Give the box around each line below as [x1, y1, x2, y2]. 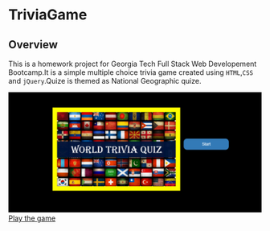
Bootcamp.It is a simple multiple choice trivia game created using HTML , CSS [8, 68, 254, 77]
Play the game [8, 213, 56, 223]
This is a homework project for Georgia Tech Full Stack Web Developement [8, 59, 257, 68]
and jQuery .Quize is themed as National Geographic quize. [8, 76, 202, 85]
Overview [8, 38, 59, 52]
